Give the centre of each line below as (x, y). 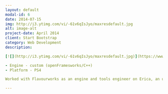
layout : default (22, 10)
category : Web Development (33, 43)
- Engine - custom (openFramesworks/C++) (49, 65)
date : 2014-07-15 (23, 19)
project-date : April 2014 (32, 33)
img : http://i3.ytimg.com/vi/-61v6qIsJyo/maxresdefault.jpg (69, 24)
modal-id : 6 (17, 15)
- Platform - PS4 (23, 70)
